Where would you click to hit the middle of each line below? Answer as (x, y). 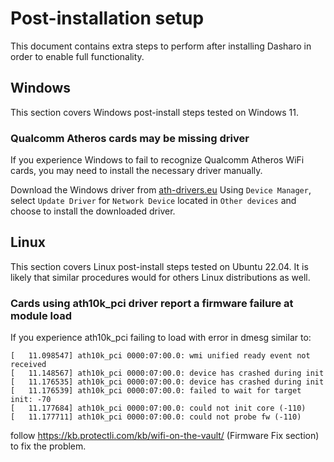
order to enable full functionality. (77, 56)
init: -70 (31, 400)
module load (41, 315)
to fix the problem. (48, 446)
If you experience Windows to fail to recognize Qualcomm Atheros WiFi (157, 160)
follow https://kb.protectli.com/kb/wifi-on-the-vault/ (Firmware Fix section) (165, 436)
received (28, 365)
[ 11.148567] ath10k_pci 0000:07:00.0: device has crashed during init (167, 373)
